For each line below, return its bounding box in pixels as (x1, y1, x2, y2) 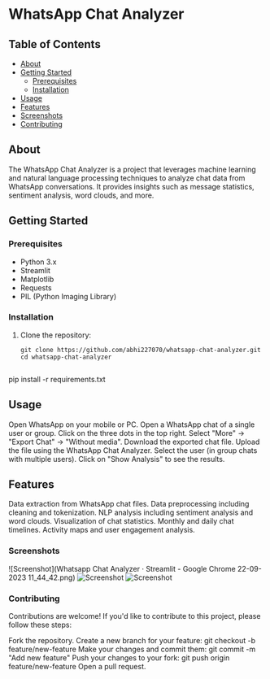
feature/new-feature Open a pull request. (8, 662, 146, 672)
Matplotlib (20, 274, 54, 284)
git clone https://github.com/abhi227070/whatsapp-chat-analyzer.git (20, 346, 262, 354)
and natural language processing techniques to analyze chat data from (8, 172, 246, 183)
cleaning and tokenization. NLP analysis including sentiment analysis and (8, 507, 254, 517)
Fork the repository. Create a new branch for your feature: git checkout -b (8, 636, 256, 646)
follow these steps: (8, 620, 72, 630)
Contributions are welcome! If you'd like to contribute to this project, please (8, 612, 261, 621)
